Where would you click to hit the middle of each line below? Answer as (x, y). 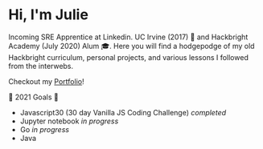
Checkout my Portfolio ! (46, 81)
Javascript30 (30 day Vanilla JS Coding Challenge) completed (123, 112)
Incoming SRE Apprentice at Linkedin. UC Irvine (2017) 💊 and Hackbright (128, 37)
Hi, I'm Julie (48, 15)
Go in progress (45, 129)
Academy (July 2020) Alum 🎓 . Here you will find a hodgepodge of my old (131, 46)
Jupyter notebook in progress (69, 121)
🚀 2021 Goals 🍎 (33, 97)
